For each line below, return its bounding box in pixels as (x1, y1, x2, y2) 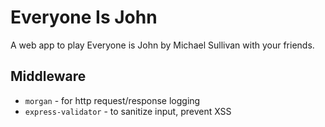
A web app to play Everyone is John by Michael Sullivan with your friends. (10, 39, 315, 51)
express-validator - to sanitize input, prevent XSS (24, 105, 232, 117)
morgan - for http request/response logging (24, 94, 201, 106)
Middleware (10, 68, 87, 85)
